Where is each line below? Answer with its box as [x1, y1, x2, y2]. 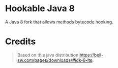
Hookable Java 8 [5, 3, 75, 14]
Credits [5, 36, 36, 47]
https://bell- [79, 52, 104, 58]
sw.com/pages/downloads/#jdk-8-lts [17, 57, 92, 63]
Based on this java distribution [17, 52, 79, 58]
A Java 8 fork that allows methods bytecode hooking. [5, 19, 114, 25]
